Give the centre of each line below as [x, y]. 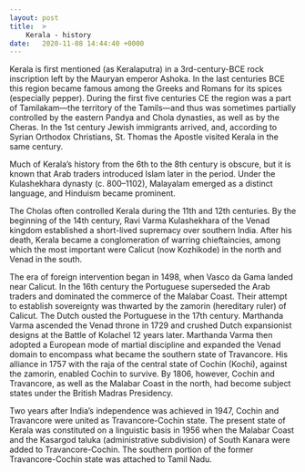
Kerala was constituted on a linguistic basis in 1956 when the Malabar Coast [152, 430]
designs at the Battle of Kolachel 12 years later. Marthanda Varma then [141, 335]
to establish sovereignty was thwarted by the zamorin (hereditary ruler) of [148, 306]
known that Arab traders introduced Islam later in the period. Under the [142, 174]
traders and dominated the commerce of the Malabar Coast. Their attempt [148, 296]
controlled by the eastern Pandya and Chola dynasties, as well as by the [145, 118]
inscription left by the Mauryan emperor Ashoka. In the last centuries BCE [147, 79]
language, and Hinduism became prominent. [92, 193]
